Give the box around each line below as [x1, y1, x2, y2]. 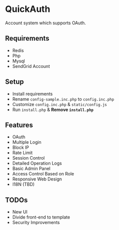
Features [5, 120, 33, 129]
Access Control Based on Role [12, 171, 75, 177]
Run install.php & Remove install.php [12, 107, 94, 113]
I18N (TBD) [12, 181, 35, 187]
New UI [12, 209, 28, 215]
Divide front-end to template [12, 214, 70, 220]
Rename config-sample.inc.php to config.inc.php [12, 96, 115, 102]
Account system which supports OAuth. [5, 20, 86, 26]
